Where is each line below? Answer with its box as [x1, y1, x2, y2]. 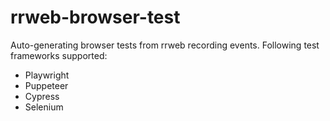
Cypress [24, 90, 60, 102]
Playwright [24, 69, 70, 81]
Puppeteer [24, 79, 69, 91]
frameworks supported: [10, 49, 108, 61]
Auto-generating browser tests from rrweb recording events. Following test [10, 39, 320, 51]
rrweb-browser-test [10, 6, 181, 29]
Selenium [24, 101, 64, 113]
